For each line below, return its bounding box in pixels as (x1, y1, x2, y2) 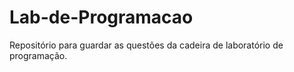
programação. (9, 49, 68, 61)
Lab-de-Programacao (9, 6, 194, 29)
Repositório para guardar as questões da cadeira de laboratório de (9, 39, 284, 51)
